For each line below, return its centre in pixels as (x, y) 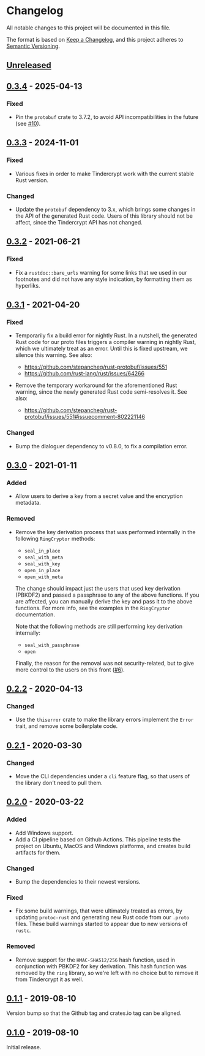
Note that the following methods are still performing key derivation (99, 626)
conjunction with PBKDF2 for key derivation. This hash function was (101, 966)
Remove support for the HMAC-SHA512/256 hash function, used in (95, 960)
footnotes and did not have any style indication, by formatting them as (103, 279)
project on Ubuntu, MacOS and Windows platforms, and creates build (103, 846)
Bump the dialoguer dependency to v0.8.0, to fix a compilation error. (101, 446)
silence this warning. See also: (54, 355)
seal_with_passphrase (52, 645)
